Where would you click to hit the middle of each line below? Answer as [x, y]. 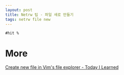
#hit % [12, 33]
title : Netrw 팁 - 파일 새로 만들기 [40, 15]
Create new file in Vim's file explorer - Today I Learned [62, 67]
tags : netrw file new [28, 19]
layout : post [19, 10]
